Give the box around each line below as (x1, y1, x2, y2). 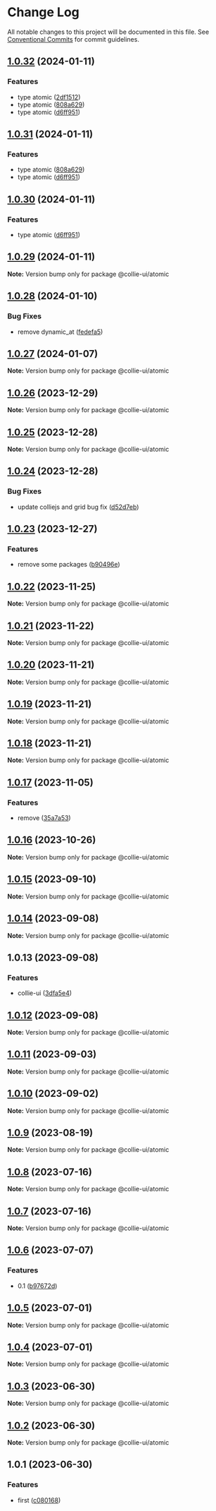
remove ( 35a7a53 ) (17, 814, 72, 822)
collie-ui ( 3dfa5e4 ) (17, 989, 72, 997)
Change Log (7, 4, 80, 20)
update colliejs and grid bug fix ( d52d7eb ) (17, 502, 139, 511)
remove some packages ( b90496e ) (17, 560, 121, 569)
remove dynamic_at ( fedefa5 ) (17, 327, 103, 336)
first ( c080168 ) (17, 1495, 61, 1504)
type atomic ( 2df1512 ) (17, 92, 81, 101)
